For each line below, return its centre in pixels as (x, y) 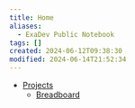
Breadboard (58, 94)
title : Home (31, 18)
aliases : (26, 26)
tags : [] (26, 43)
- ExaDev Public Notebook (66, 34)
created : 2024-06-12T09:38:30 (66, 51)
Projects (38, 85)
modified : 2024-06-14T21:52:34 (68, 59)
